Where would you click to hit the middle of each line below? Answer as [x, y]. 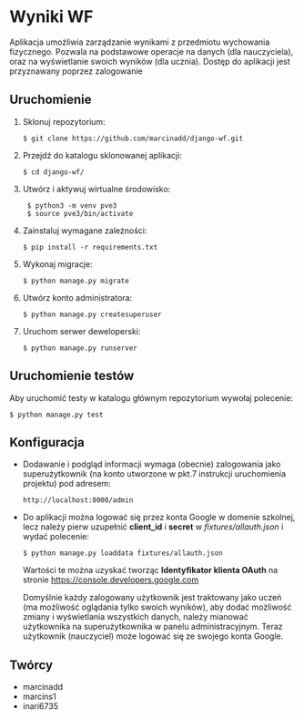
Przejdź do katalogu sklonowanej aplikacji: [102, 155]
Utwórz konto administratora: [77, 297]
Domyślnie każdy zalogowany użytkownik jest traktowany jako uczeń [152, 598]
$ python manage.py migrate [76, 281]
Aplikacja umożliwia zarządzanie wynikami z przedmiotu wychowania [140, 42]
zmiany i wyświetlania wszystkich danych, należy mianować [135, 617]
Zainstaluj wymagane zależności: [85, 231]
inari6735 [41, 706]
